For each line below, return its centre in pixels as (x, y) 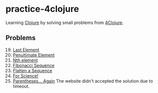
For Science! (26, 76)
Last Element (26, 49)
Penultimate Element (33, 55)
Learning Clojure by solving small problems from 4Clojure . (65, 23)
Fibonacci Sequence (33, 65)
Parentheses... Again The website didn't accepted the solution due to (83, 81)
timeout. (21, 86)
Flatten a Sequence (32, 70)
